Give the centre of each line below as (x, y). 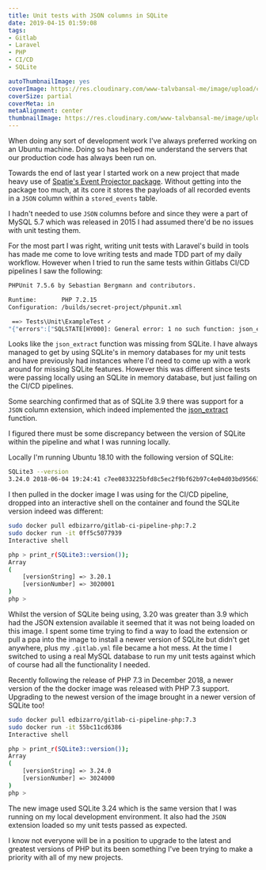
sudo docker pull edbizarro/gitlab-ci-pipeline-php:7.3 (102, 719)
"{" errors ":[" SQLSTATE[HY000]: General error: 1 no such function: (122, 329)
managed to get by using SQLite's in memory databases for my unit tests (127, 353)
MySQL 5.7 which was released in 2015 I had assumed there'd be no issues (131, 222)
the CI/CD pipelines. (41, 386)
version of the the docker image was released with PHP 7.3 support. (119, 688)
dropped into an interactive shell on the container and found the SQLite (124, 503)
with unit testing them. (45, 230)
